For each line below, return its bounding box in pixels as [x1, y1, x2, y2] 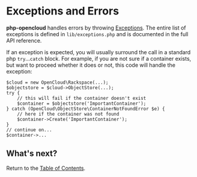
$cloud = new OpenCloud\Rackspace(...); [6, 79, 109, 85]
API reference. [6, 37, 42, 44]
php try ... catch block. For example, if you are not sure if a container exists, [6, 55, 192, 62]
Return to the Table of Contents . [6, 164, 86, 172]
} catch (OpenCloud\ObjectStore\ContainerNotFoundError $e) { [6, 105, 165, 112]
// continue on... [6, 126, 52, 133]
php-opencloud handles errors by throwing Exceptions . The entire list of [6, 24, 186, 31]
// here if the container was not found [17, 111, 120, 117]
